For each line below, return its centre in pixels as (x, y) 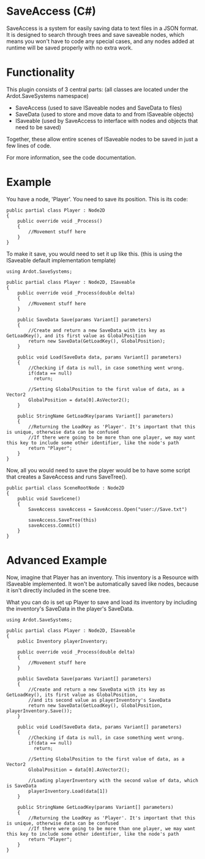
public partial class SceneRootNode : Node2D (65, 488)
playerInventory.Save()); (39, 711)
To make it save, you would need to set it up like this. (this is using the (94, 254)
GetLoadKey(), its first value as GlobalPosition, (72, 695)
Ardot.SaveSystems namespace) (47, 95)
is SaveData (21, 786)
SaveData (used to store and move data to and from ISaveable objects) (104, 114)
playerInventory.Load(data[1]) (68, 791)
